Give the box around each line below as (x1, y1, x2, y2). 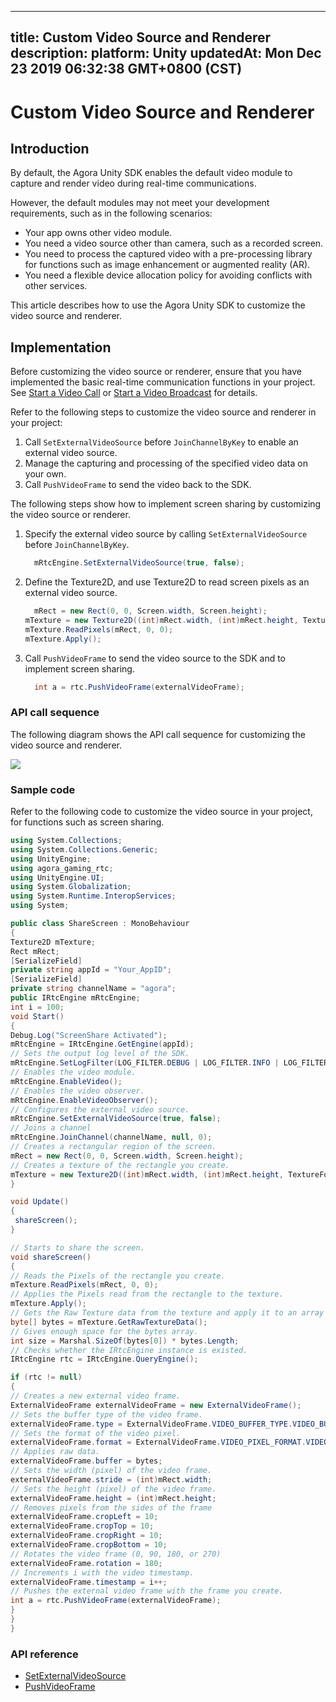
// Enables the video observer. (10, 1086, 145, 1096)
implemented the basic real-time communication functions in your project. (10, 376, 316, 388)
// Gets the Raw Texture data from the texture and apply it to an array (10, 1308, 325, 1318)
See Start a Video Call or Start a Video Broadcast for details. (10, 387, 258, 399)
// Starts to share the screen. (10, 1242, 145, 1253)
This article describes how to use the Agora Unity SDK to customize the (10, 299, 306, 311)
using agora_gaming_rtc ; (10, 863, 114, 873)
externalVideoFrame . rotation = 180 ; (10, 1558, 163, 1568)
